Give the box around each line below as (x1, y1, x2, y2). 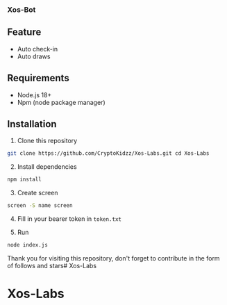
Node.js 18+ (17, 90, 52, 99)
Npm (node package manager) (17, 98, 106, 106)
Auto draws (17, 52, 51, 60)
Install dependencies (17, 163, 78, 171)
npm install (7, 176, 42, 183)
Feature (7, 26, 42, 38)
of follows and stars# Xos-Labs (7, 261, 97, 270)
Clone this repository (17, 137, 78, 145)
